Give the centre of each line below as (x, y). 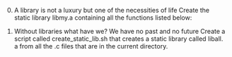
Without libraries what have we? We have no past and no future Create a (120, 31)
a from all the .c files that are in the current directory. (91, 46)
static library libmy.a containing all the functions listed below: (103, 18)
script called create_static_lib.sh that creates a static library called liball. (118, 39)
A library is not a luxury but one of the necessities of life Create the (112, 10)
